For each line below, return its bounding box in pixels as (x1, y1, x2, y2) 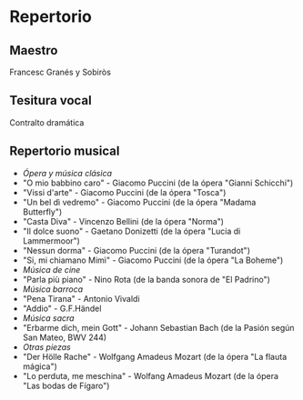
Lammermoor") (22, 235, 80, 246)
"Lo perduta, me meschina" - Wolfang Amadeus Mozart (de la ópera (22, 370, 279, 381)
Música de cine (22, 264, 81, 275)
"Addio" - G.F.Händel (22, 303, 102, 314)
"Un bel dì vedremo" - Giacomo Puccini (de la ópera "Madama (22, 196, 257, 207)
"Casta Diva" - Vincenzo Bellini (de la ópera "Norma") (22, 215, 225, 226)
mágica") (22, 361, 57, 372)
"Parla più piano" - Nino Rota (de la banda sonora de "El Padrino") (22, 274, 271, 285)
